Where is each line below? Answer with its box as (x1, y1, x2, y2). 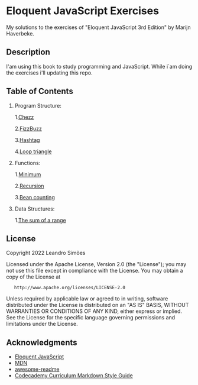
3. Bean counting (14, 193, 55, 200)
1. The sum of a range (14, 216, 66, 224)
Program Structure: (14, 102, 62, 109)
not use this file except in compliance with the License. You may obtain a (6, 267, 183, 274)
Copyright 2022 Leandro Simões (6, 250, 86, 257)
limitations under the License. (6, 321, 78, 328)
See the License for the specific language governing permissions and (6, 314, 176, 321)
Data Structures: (14, 205, 55, 212)
